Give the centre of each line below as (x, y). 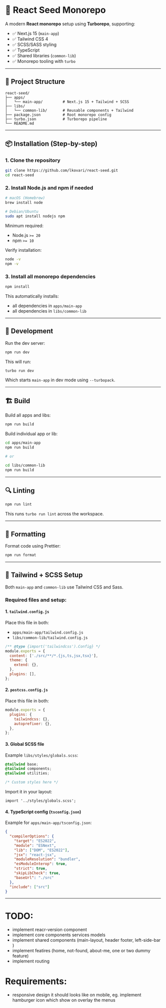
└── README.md (20, 123)
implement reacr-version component (50, 930)
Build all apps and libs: (28, 415)
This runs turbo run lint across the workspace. (55, 514)
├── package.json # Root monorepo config (58, 115)
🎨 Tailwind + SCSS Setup (44, 575)
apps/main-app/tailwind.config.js (48, 633)
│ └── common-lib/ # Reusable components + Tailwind (69, 110)
